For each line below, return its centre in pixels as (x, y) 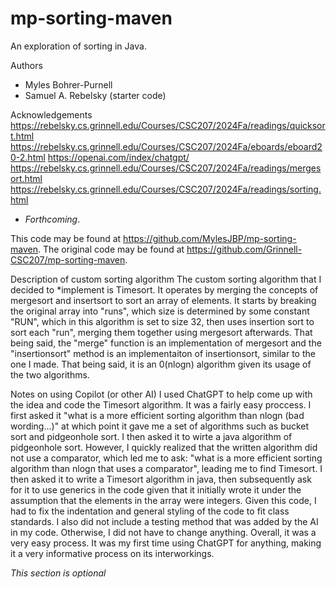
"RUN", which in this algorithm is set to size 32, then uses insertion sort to (162, 321)
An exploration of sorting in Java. (78, 46)
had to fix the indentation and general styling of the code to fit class (150, 511)
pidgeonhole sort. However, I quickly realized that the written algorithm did (164, 447)
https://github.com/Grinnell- (244, 249)
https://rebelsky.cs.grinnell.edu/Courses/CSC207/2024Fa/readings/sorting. (166, 189)
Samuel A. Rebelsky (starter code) (95, 95)
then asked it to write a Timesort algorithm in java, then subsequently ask (161, 479)
